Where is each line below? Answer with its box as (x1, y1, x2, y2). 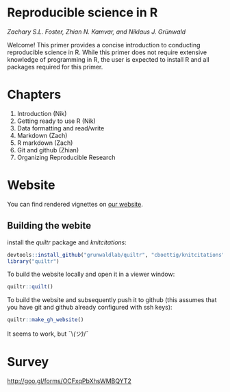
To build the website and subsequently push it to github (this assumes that (7, 296, 217, 304)
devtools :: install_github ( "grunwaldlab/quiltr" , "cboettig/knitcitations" (7, 251, 225, 258)
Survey (7, 354, 49, 370)
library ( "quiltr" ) (7, 257, 60, 265)
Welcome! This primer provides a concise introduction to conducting (7, 41, 201, 49)
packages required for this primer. (7, 62, 103, 71)
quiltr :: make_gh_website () (7, 316, 84, 323)
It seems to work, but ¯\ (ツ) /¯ (7, 330, 89, 338)
